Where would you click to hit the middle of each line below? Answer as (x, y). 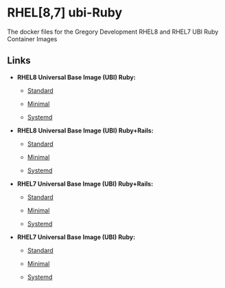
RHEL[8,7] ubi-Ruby (65, 13)
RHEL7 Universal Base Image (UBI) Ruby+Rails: (85, 184)
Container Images (32, 38)
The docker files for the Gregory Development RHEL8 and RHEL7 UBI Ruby (113, 32)
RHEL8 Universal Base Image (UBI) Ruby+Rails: (85, 130)
